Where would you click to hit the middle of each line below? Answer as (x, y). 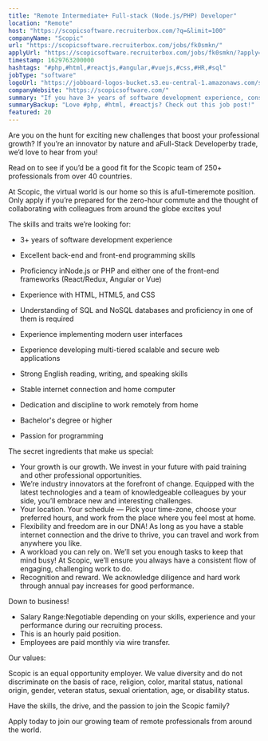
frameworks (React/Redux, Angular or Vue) (91, 279)
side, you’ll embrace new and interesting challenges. (106, 501)
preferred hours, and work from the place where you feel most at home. (138, 518)
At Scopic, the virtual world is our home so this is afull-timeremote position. (132, 192)
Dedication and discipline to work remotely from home (109, 405)
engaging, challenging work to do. (76, 569)
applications (40, 358)
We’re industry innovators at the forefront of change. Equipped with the (137, 484)
